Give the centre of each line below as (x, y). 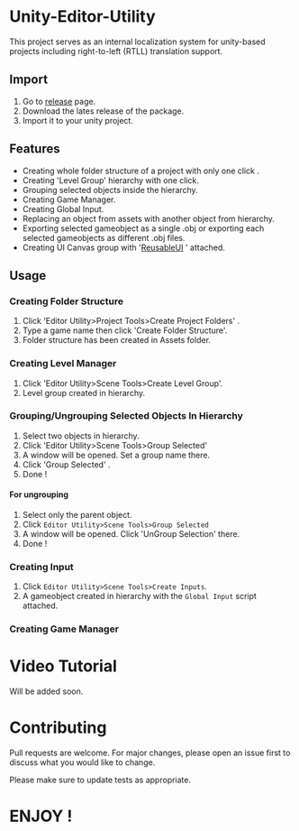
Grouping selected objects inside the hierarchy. (110, 189)
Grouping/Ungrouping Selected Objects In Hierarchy (126, 416)
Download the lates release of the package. (103, 111)
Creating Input (41, 567)
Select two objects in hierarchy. (81, 436)
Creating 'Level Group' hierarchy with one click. (111, 180)
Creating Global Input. (63, 208)
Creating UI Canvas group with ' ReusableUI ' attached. (123, 247)
